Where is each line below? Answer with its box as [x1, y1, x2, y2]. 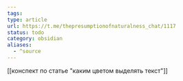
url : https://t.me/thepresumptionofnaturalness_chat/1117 [7, 22, 176, 29]
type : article [7, 16, 48, 23]
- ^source [13, 48, 41, 55]
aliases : [7, 42, 32, 48]
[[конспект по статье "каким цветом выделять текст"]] [7, 66, 168, 75]
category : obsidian [7, 35, 63, 42]
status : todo [7, 29, 45, 36]
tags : [7, 10, 23, 17]
